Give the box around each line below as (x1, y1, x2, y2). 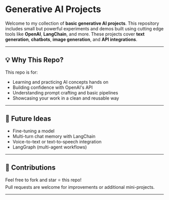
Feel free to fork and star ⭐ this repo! (5, 177, 82, 183)
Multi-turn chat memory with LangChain (12, 133, 96, 139)
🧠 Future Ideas (5, 115, 51, 123)
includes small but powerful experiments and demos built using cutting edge (5, 25, 164, 31)
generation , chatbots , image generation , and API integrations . (5, 36, 137, 42)
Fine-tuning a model (12, 128, 55, 134)
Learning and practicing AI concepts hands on (12, 79, 109, 85)
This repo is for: (5, 69, 38, 75)
